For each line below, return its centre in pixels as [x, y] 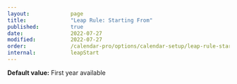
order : [17, 46]
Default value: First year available [56, 72]
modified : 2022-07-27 [55, 40]
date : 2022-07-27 [55, 33]
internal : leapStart [53, 53]
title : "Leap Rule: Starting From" [80, 20]
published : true [45, 27]
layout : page [45, 14]
